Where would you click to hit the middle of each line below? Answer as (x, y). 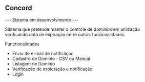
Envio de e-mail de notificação (43, 53)
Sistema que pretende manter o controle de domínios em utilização (72, 29)
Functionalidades (22, 44)
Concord (19, 8)
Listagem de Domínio (33, 63)
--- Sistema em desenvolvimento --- (42, 20)
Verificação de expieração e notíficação (52, 69)
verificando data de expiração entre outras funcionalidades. (65, 34)
